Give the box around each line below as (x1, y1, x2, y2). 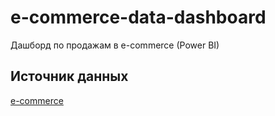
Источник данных (10, 68, 129, 85)
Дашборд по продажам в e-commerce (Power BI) (10, 39, 220, 51)
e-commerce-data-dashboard (10, 6, 267, 29)
